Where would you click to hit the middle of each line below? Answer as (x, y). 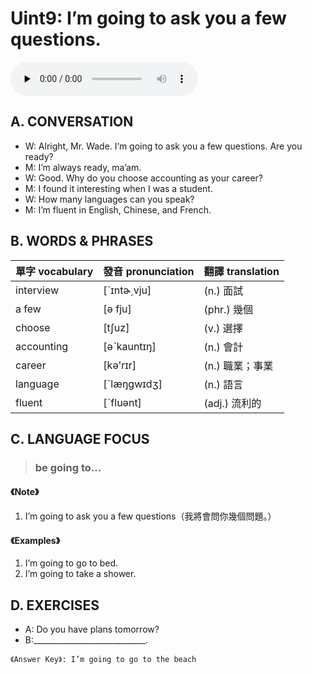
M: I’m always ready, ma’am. (83, 167)
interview (37, 290)
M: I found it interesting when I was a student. (118, 188)
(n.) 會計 (223, 347)
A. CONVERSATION (72, 122)
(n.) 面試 (223, 290)
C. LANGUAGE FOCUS (80, 438)
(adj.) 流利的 (232, 403)
